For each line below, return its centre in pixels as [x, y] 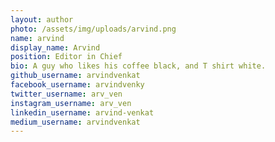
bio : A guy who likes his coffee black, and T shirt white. [138, 66]
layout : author [42, 19]
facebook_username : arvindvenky [77, 85]
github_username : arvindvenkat [75, 76]
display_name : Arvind [55, 47]
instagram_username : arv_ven [71, 103]
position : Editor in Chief [66, 57]
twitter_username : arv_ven [66, 94]
